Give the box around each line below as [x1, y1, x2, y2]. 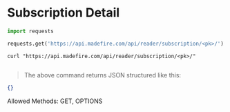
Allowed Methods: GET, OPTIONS [7, 97, 103, 105]
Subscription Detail [7, 5, 120, 21]
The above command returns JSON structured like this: [23, 71, 182, 79]
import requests [7, 28, 54, 35]
